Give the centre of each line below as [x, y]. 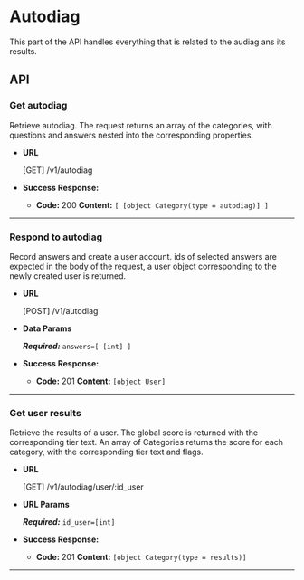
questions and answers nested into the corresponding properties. [132, 135]
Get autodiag [38, 106]
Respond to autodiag [56, 237]
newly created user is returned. [68, 276]
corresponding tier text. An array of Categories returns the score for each [146, 442]
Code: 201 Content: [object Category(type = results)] [141, 557]
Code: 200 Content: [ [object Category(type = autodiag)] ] [152, 204]
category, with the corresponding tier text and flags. [106, 452]
